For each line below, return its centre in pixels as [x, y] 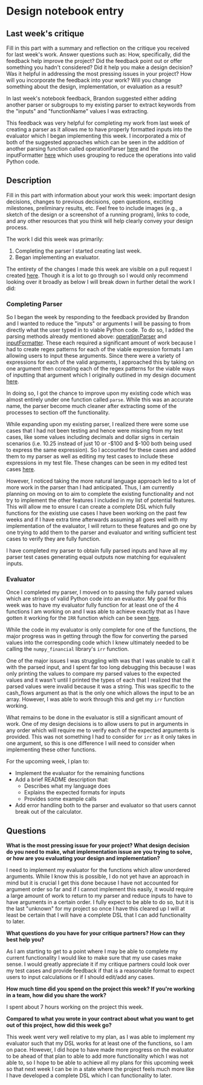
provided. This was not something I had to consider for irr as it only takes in [101, 737]
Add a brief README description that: [62, 780]
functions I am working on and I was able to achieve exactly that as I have [98, 612]
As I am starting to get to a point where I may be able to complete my [92, 951]
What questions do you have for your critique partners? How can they [96, 933]
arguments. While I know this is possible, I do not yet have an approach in [98, 877]
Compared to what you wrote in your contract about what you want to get [100, 1019]
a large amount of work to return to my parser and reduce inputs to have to [99, 896]
